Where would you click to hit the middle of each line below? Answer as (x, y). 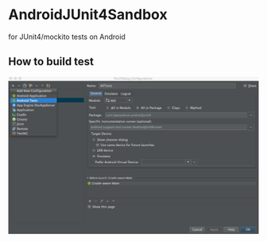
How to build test (51, 62)
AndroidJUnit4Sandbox (88, 15)
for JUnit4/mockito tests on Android (67, 37)
